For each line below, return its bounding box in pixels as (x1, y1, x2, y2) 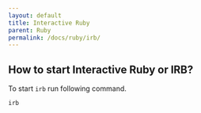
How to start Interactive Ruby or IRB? (8, 62, 194, 76)
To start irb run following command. (8, 84, 127, 93)
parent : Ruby (8, 26, 51, 34)
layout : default (8, 11, 62, 20)
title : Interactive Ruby (8, 19, 90, 27)
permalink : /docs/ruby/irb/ (8, 33, 101, 42)
